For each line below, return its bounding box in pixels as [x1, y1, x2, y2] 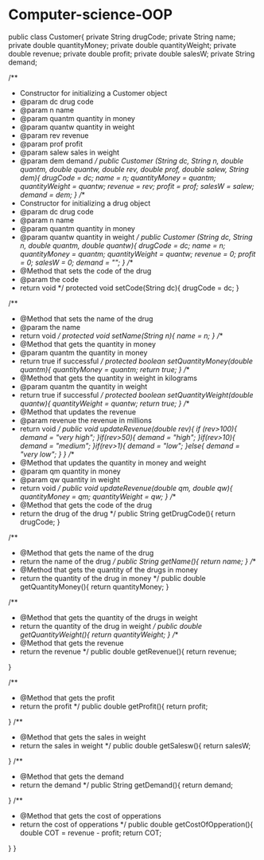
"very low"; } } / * [19, 449, 75, 459]
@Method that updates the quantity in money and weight [19, 457, 207, 467]
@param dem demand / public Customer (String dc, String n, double [19, 155, 244, 165]
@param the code [19, 274, 80, 284]
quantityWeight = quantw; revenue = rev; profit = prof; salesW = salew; [19, 181, 254, 190]
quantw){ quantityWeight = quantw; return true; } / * [19, 399, 190, 408]
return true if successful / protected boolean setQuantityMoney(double [19, 356, 253, 366]
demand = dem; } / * [19, 190, 86, 199]
